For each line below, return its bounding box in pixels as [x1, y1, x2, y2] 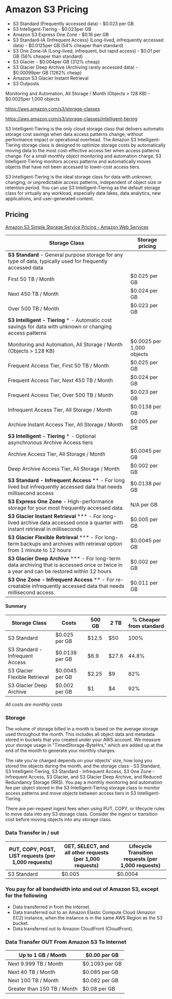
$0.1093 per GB [82, 960, 122, 967]
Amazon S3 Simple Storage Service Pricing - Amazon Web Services [5, 224, 149, 230]
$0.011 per [130, 579, 158, 586]
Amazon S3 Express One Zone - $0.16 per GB [12, 31, 109, 37]
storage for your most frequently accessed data [8, 504, 123, 511]
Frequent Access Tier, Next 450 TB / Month [8, 377, 113, 384]
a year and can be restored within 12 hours [8, 567, 112, 575]
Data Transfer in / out [5, 829, 59, 837]
